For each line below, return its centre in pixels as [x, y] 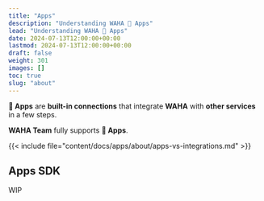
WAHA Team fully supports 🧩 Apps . [68, 130]
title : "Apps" [32, 16]
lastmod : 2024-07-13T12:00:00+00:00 [70, 46]
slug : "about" [32, 83]
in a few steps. [33, 114]
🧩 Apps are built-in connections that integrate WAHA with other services [132, 106]
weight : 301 [28, 61]
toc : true [25, 76]
